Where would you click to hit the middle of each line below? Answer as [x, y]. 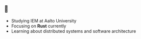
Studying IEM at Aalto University [44, 20]
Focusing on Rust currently [39, 26]
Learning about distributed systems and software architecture [73, 31]
